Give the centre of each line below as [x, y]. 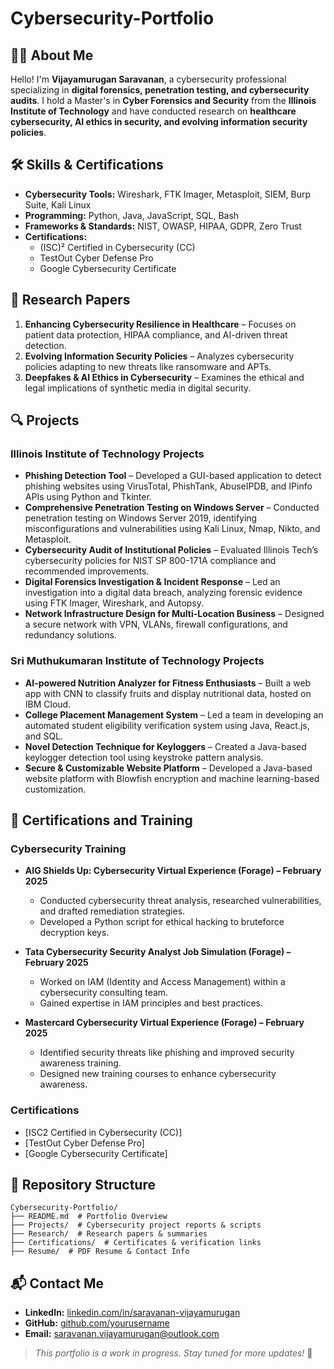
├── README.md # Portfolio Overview [89, 1217]
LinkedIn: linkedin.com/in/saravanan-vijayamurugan [132, 1313]
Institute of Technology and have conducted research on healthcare [153, 111]
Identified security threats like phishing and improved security [167, 1053]
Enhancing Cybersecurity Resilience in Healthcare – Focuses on [160, 324]
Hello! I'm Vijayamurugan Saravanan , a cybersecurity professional [148, 79]
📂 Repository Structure [83, 1184]
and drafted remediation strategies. [112, 911]
